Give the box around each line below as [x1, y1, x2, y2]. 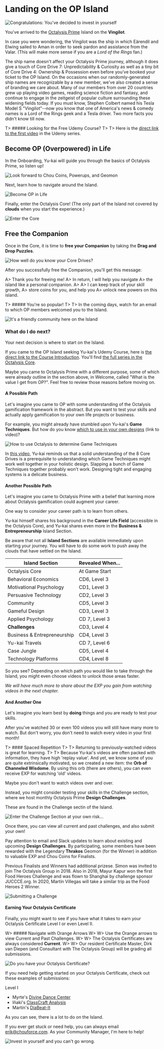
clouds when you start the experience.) [5, 206, 85, 212]
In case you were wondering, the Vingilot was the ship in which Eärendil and [5, 38, 159, 45]
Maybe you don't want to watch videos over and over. [5, 780, 114, 786]
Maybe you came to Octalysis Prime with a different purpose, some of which [5, 369, 160, 375]
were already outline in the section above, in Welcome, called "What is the [5, 374, 155, 380]
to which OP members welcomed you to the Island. [5, 307, 108, 312]
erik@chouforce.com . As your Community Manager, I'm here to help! [5, 1028, 144, 1034]
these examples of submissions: [5, 975, 70, 981]
